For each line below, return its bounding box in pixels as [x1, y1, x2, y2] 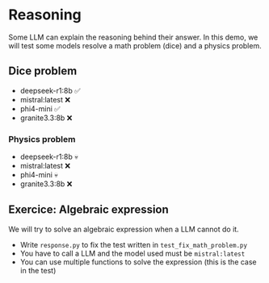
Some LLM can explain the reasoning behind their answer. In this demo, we [8, 32, 258, 42]
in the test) [19, 265, 57, 275]
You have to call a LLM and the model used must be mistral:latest [19, 248, 246, 258]
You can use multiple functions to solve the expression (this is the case [19, 256, 257, 267]
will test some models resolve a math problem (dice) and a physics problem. [8, 40, 262, 50]
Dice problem [8, 65, 78, 78]
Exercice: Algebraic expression [8, 203, 170, 217]
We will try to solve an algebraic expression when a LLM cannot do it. [8, 224, 240, 234]
